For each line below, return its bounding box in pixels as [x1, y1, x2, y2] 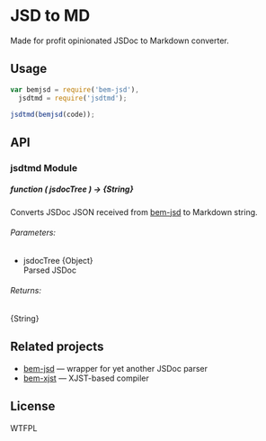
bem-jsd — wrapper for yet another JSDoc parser [22, 363, 208, 373]
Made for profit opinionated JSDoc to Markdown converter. [10, 35, 229, 46]
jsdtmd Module [10, 161, 78, 174]
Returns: [10, 285, 41, 296]
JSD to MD [10, 5, 91, 26]
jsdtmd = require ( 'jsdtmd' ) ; [18, 94, 128, 103]
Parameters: [10, 227, 57, 238]
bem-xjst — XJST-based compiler [22, 373, 149, 383]
